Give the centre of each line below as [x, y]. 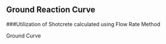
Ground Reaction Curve [51, 10]
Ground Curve [24, 36]
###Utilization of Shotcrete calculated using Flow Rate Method [83, 24]
